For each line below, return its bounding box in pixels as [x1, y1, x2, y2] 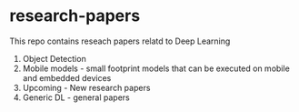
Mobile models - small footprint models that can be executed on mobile [22, 63, 291, 74]
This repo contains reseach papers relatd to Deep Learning [9, 36, 231, 46]
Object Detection [22, 53, 86, 64]
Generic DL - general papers [22, 92, 130, 103]
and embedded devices [22, 72, 112, 83]
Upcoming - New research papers [22, 82, 151, 93]
